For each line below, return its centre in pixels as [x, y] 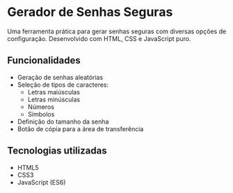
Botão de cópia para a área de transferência [80, 128]
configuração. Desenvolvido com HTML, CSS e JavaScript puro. [99, 38]
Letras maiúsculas [54, 92]
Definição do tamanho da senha [63, 121]
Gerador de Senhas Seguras [90, 12]
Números [41, 107]
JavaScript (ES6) [41, 182]
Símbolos [41, 114]
